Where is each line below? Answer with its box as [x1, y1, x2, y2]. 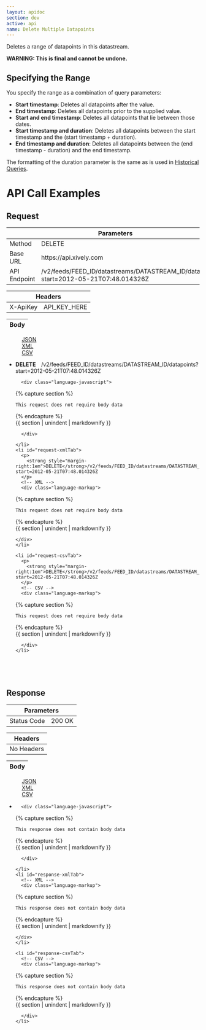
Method [9, 240, 32, 248]
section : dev [6, 15, 40, 21]
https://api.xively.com [40, 253, 104, 262]
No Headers [9, 744, 44, 753]
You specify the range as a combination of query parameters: [6, 89, 162, 96]
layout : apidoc [6, 9, 45, 15]
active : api [6, 20, 37, 26]
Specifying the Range [6, 72, 91, 83]
